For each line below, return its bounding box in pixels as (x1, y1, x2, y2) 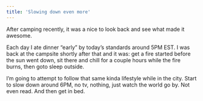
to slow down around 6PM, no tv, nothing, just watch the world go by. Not (6, 81, 190, 88)
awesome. (6, 31, 32, 39)
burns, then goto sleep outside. (6, 63, 85, 70)
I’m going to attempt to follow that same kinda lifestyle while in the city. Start (6, 74, 197, 82)
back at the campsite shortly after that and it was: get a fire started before (6, 50, 191, 57)
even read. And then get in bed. (6, 87, 85, 94)
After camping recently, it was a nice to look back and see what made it (6, 25, 185, 33)
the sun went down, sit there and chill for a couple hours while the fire (6, 56, 181, 64)
